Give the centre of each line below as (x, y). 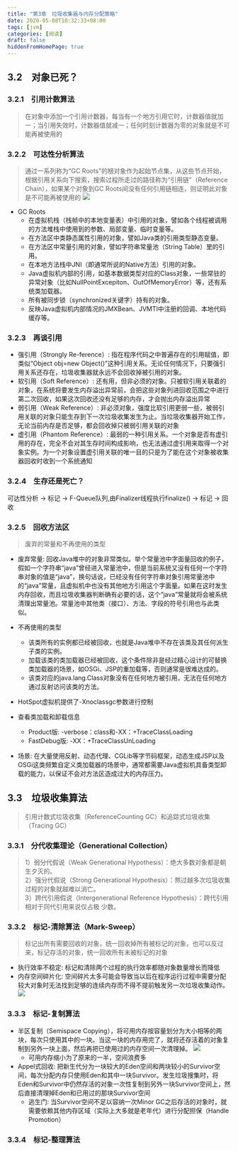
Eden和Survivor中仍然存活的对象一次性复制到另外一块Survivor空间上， (121, 1084)
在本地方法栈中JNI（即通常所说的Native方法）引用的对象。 (114, 264)
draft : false (27, 40)
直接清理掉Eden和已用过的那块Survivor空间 (87, 1093)
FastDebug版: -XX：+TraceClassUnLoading (92, 740)
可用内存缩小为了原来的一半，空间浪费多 (87, 1057)
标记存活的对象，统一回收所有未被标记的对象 (102, 952)
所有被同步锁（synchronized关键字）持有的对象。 (101, 299)
